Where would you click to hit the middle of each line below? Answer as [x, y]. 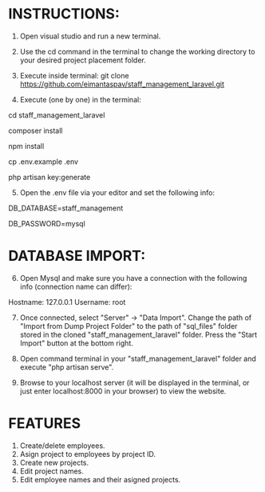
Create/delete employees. [62, 446]
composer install [36, 130]
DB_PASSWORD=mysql [47, 223]
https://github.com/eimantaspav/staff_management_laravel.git [122, 84]
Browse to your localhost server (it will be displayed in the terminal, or [134, 382]
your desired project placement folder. [83, 60]
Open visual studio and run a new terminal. [90, 36]
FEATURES [45, 424]
